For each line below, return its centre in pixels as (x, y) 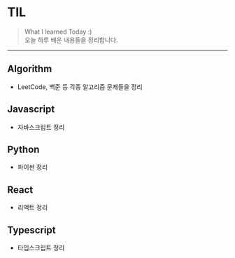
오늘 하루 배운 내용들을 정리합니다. (71, 40)
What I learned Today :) (58, 32)
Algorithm (30, 69)
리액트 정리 (33, 208)
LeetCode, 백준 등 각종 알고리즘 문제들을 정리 (80, 87)
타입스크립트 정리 (41, 247)
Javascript (31, 109)
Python (23, 149)
